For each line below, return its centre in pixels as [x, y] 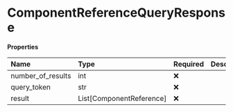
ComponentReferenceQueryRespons [116, 13]
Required [189, 64]
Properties [23, 47]
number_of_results [41, 76]
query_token [31, 87]
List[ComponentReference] [122, 98]
